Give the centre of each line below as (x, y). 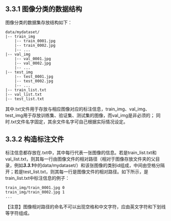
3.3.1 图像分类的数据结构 (44, 9)
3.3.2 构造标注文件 (35, 139)
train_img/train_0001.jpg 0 (35, 187)
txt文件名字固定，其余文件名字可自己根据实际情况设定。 (69, 122)
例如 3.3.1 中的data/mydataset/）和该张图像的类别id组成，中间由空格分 (87, 165)
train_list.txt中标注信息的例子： (38, 178)
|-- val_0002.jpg (33, 63)
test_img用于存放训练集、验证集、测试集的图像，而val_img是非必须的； (80, 115)
